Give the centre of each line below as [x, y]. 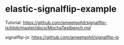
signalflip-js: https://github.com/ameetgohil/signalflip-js [62, 37]
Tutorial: [14, 22]
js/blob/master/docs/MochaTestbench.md [48, 27]
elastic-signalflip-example [61, 9]
